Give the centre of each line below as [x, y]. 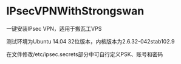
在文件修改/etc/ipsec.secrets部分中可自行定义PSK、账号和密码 [85, 54]
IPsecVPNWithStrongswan [75, 11]
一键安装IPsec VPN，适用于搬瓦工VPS [54, 28]
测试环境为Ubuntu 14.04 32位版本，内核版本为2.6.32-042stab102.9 [90, 41]
